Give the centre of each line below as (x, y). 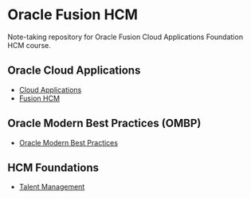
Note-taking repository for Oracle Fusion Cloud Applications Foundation (125, 37)
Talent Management (52, 187)
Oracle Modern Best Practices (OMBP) (104, 123)
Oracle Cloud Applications (74, 71)
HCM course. (29, 45)
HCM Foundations (53, 167)
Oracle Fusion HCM (73, 15)
